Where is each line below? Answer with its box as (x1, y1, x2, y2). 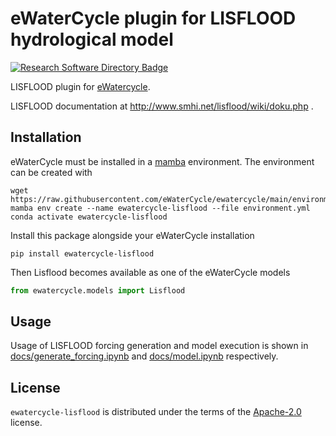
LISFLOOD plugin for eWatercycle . (10, 80, 151, 92)
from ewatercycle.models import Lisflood (10, 285, 186, 296)
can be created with (10, 166, 93, 178)
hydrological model (10, 28, 174, 51)
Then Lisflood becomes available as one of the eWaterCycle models (10, 266, 291, 278)
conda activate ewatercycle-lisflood (10, 212, 168, 222)
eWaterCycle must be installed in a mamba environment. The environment (10, 155, 315, 167)
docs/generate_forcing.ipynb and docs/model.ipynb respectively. (10, 350, 279, 362)
